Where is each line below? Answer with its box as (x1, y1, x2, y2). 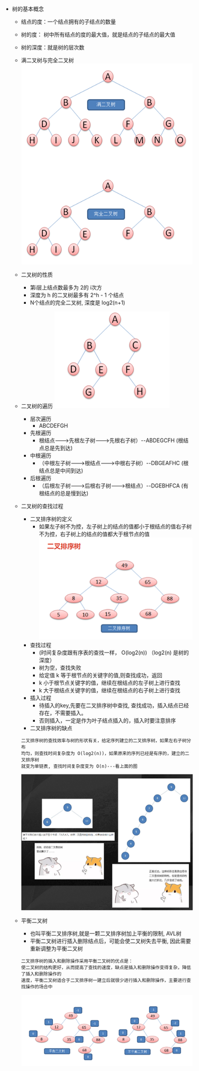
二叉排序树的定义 (29, 515, 73, 523)
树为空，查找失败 (38, 664, 82, 672)
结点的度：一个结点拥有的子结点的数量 (20, 18, 116, 25)
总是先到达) (44, 444, 73, 451)
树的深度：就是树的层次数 (20, 44, 85, 51)
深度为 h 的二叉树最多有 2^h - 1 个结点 (29, 291, 124, 298)
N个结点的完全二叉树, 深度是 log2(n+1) (29, 298, 126, 306)
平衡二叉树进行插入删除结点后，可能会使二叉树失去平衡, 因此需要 (29, 937, 191, 944)
